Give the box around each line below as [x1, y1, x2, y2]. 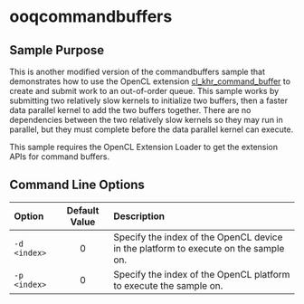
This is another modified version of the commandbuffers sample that [9, 66, 265, 77]
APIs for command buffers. [9, 151, 110, 162]
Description [112, 210, 166, 223]
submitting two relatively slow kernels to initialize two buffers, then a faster [9, 95, 289, 106]
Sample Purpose [9, 43, 105, 58]
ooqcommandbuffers [9, 6, 173, 27]
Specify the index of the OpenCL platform [112, 268, 290, 280]
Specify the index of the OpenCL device [112, 231, 283, 243]
